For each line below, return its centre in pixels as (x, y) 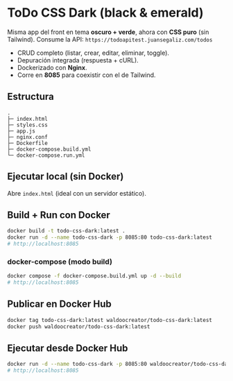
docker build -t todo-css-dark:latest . (67, 231)
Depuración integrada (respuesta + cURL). (78, 60)
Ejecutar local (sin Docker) (66, 177)
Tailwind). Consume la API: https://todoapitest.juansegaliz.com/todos (110, 39)
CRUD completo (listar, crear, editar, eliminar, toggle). (93, 53)
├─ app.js (21, 131)
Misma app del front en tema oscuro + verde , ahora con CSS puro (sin (108, 32)
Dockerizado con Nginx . (52, 67)
